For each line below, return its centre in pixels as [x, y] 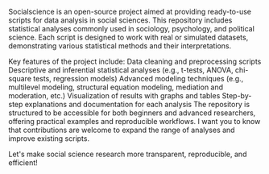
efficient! [23, 163]
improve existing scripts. [49, 139]
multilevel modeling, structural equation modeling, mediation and [116, 87]
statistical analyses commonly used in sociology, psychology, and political [132, 29]
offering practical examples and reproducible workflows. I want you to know [134, 121]
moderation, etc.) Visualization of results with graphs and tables [114, 95]
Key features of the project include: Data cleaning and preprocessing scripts [135, 61]
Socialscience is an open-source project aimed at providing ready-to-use [130, 12]
